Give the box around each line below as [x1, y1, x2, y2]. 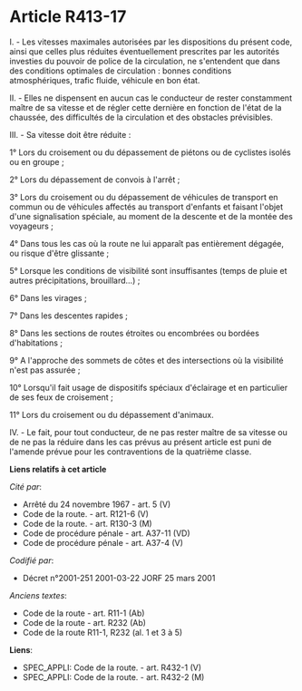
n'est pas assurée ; [9, 365, 81, 375]
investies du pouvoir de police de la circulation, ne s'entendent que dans [9, 55, 281, 66]
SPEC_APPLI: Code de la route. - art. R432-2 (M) [22, 671, 205, 682]
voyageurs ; [9, 220, 54, 231]
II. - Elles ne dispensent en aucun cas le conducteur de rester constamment [9, 92, 293, 103]
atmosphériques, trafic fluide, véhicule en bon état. [9, 74, 200, 85]
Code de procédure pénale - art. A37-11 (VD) [22, 528, 190, 539]
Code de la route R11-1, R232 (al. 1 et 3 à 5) [22, 627, 183, 637]
